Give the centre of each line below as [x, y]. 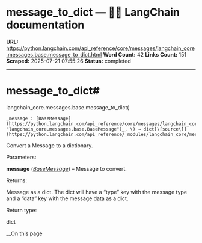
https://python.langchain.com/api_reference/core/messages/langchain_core [101, 48]
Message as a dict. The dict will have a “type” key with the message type [97, 192]
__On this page [25, 233]
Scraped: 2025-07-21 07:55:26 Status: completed [69, 61]
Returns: [17, 180]
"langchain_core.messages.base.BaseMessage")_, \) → [74, 129]
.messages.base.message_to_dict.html [54, 54]
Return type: [22, 210]
